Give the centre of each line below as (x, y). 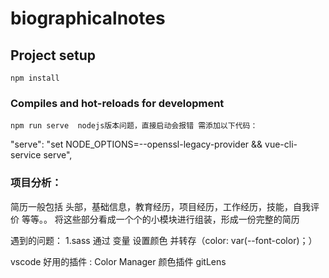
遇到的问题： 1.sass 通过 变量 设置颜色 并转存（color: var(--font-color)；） (164, 240)
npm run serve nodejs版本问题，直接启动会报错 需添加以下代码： (134, 126)
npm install (35, 78)
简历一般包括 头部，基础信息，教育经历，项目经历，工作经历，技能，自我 (160, 206)
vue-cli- (281, 144)
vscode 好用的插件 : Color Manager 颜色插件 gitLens (118, 261)
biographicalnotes (88, 18)
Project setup (53, 55)
